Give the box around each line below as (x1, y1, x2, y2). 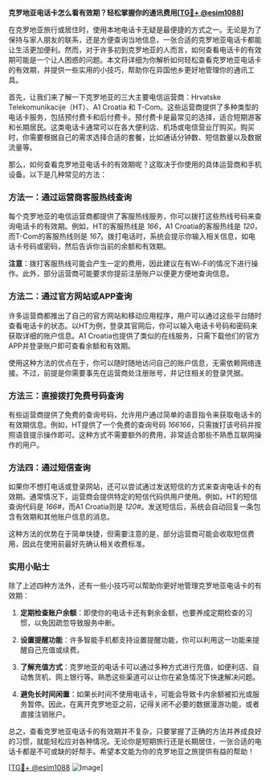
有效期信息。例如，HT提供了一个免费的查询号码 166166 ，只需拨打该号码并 (8, 420, 255, 429)
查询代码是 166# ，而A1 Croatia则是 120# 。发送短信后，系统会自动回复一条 (8, 502, 255, 511)
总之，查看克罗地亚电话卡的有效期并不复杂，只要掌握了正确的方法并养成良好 (8, 727, 262, 737)
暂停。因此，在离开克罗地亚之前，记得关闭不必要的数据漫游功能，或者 (27, 700, 260, 709)
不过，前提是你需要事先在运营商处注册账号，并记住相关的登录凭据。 (22, 367, 247, 377)
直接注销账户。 (19, 709, 70, 719)
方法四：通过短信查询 (8, 462, 91, 473)
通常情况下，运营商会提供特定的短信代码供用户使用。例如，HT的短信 (29, 492, 258, 502)
